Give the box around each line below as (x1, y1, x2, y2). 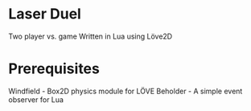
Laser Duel (8, 5, 82, 23)
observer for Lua (8, 94, 64, 105)
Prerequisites (8, 60, 101, 78)
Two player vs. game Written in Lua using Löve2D (8, 31, 173, 41)
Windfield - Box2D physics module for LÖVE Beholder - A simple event (8, 86, 243, 96)
